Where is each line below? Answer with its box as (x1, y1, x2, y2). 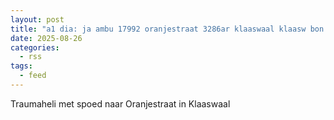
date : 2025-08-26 (10, 33, 83, 43)
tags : (10, 61, 33, 71)
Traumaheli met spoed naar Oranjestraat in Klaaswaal (10, 97, 231, 110)
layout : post (10, 14, 65, 25)
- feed (19, 71, 47, 81)
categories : (10, 42, 60, 53)
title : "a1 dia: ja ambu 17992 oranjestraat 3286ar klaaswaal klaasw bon (10, 24, 325, 34)
